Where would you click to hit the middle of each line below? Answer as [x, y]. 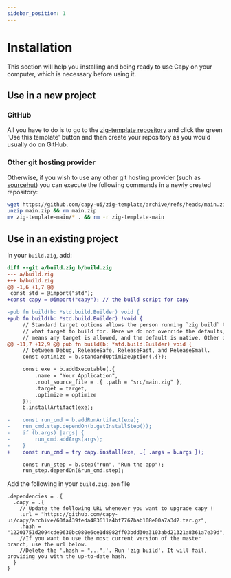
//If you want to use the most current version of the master [110, 539]
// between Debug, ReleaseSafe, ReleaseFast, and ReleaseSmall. [117, 351]
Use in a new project [52, 95]
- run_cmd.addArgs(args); [55, 439]
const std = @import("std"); [52, 293]
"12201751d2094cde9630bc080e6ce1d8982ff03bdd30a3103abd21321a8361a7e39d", [117, 533]
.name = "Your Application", [76, 376]
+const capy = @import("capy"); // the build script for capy [98, 300]
